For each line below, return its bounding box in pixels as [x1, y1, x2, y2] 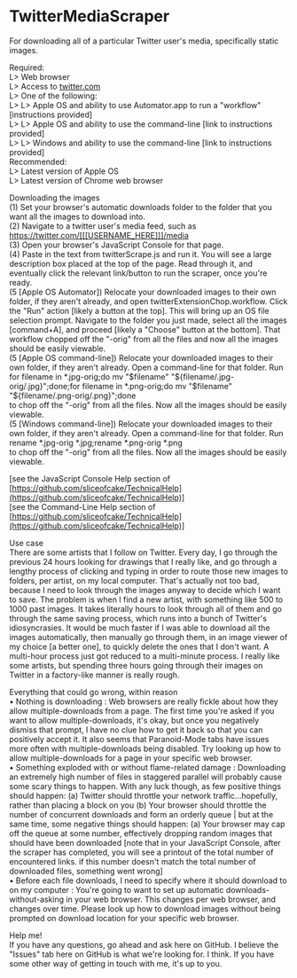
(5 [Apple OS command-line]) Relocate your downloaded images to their [9, 352, 273, 363]
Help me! [9, 929, 43, 941]
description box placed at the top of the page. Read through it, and [9, 258, 253, 269]
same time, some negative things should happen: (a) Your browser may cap [9, 818, 285, 829]
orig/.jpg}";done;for [9, 380, 81, 391]
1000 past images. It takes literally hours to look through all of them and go [9, 603, 282, 614]
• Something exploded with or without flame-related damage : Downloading [9, 762, 286, 772]
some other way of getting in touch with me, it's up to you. [9, 958, 223, 968]
